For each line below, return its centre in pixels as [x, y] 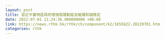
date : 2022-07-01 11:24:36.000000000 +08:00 [53, 19]
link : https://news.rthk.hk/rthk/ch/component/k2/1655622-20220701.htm [82, 24]
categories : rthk [24, 29]
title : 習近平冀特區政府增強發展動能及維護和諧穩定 [53, 15]
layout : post [19, 10]
